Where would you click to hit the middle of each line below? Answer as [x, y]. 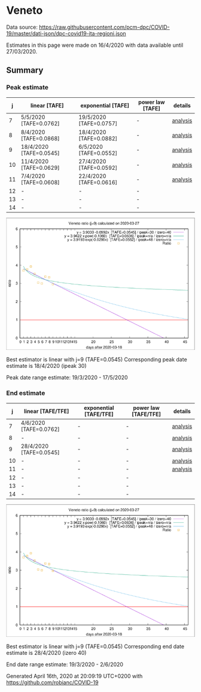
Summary [25, 71]
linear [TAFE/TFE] [46, 411]
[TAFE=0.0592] [98, 168]
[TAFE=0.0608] [40, 182]
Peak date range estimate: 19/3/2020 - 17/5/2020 [67, 378]
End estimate [26, 393]
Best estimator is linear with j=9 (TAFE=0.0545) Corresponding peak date [97, 360]
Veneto [25, 11]
